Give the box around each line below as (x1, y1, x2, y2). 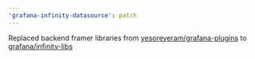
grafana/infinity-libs (8, 41, 73, 51)
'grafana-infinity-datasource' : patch (8, 11, 137, 20)
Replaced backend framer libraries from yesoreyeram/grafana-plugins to (8, 33, 247, 42)
